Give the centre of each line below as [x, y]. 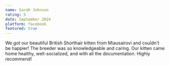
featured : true [21, 29]
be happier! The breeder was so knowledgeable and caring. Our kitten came [85, 48]
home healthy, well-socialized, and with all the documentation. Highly [78, 54]
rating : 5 [16, 15]
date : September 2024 [28, 19]
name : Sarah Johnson [27, 10]
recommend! [19, 59]
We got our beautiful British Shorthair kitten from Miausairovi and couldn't [82, 43]
